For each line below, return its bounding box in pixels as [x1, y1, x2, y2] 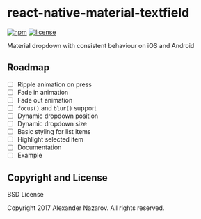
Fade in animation [17, 88, 69, 96]
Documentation [17, 143, 62, 151]
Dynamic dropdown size [17, 120, 87, 128]
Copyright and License [7, 172, 108, 183]
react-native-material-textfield [7, 5, 190, 21]
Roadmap [7, 61, 50, 74]
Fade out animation [17, 96, 73, 104]
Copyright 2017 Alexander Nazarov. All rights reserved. [7, 204, 165, 212]
